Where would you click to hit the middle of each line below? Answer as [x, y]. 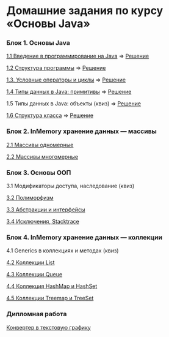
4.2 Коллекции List [31, 263]
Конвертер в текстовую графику [49, 327]
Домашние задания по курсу [85, 11]
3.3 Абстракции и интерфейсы [46, 210]
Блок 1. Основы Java [38, 43]
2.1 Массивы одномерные [40, 145]
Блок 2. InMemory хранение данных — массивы [82, 131]
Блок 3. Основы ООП [39, 172]
